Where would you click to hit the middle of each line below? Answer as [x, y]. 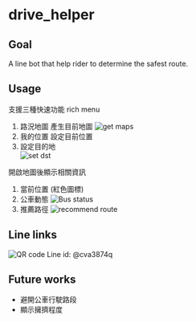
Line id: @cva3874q [80, 254]
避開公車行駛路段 [48, 300]
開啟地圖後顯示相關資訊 [47, 172]
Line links [33, 235]
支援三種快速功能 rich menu [54, 109]
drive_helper [51, 15]
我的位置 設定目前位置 [56, 136]
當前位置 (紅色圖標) [52, 189]
